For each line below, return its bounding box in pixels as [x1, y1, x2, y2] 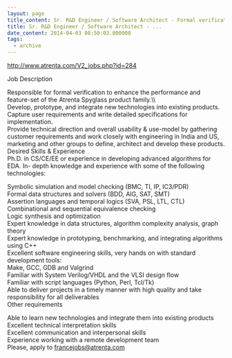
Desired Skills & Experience [7, 147, 86, 155]
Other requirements [7, 301, 64, 308]
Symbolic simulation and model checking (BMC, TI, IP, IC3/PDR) [7, 183, 189, 190]
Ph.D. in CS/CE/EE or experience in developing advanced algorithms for [7, 154, 211, 163]
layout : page [7, 10, 45, 17]
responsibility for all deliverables [7, 293, 99, 301]
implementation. [7, 118, 53, 125]
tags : [7, 36, 23, 43]
